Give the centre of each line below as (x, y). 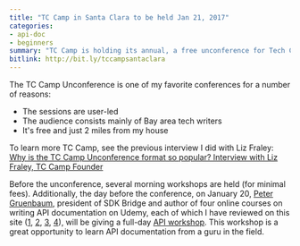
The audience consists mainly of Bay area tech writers (122, 121)
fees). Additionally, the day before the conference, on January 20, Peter (142, 194)
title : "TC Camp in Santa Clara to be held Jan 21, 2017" (119, 17)
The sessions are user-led (70, 111)
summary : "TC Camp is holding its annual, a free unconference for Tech (147, 51)
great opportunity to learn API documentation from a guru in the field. (137, 232)
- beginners (31, 42)
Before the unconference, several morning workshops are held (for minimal (147, 184)
